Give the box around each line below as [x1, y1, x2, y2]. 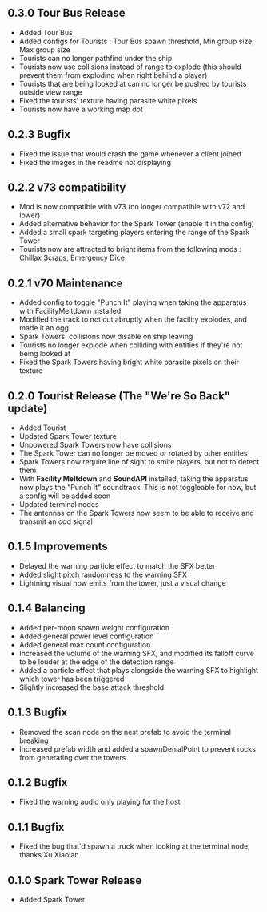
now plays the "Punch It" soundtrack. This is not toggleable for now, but [18, 483, 257, 492]
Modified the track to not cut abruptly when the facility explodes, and [18, 314, 247, 324]
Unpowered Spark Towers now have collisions [18, 440, 172, 450]
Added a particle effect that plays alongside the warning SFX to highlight [18, 665, 259, 675]
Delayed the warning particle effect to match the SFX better [18, 561, 216, 570]
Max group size [18, 44, 71, 55]
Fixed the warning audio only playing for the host [18, 797, 181, 807]
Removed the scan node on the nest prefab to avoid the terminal [18, 727, 231, 736]
